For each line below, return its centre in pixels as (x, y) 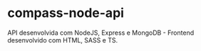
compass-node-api (66, 13)
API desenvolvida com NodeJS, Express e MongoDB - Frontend (101, 33)
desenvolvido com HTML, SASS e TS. (63, 40)
